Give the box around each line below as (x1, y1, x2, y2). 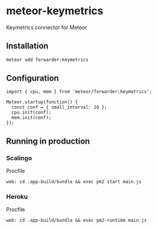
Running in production (6, 136, 90, 146)
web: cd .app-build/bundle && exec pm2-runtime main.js (6, 218, 147, 224)
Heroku (6, 193, 28, 201)
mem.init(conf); (11, 114, 52, 121)
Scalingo (6, 154, 33, 162)
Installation (6, 41, 49, 51)
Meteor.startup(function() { (6, 99, 78, 105)
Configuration (6, 73, 59, 84)
